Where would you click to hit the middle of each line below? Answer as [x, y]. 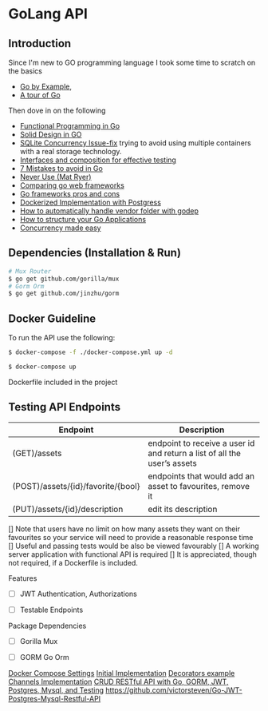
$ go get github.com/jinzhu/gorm [64, 294]
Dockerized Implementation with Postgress [91, 202]
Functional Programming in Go [70, 126]
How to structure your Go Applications [83, 219]
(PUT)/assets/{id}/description [68, 509]
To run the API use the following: [62, 338]
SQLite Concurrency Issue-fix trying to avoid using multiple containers [135, 143]
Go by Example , [46, 86]
